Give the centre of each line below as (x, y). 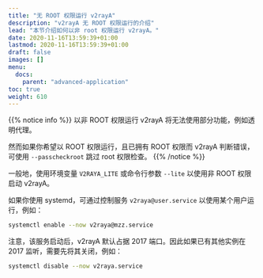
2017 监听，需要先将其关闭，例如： (65, 251)
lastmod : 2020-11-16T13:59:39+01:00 (68, 45)
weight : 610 (28, 97)
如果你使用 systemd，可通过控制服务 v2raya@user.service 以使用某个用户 (128, 200)
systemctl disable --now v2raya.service (76, 266)
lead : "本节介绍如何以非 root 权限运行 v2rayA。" (84, 30)
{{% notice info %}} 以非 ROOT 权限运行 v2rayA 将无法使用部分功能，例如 (128, 120)
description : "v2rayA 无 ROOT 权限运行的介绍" (81, 23)
